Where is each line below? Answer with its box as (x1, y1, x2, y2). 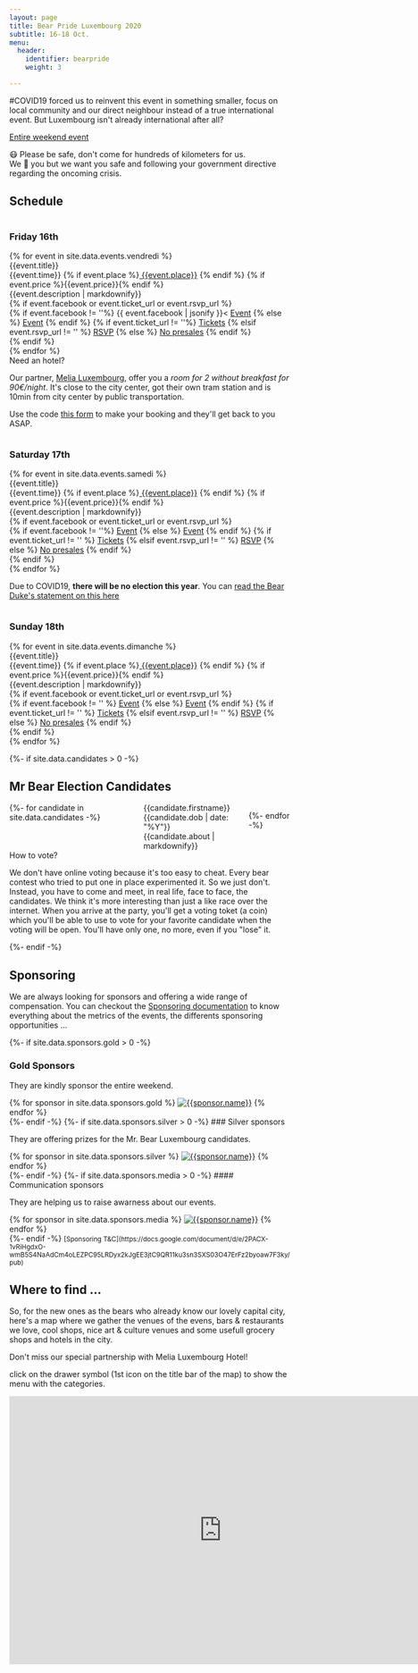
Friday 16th (9, 230, 59, 242)
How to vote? (9, 850, 58, 861)
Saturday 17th (9, 448, 71, 460)
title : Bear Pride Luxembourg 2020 (9, 21, 142, 30)
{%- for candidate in (9, 803, 85, 813)
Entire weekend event (9, 131, 89, 142)
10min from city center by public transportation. (9, 391, 185, 402)
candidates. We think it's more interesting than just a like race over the (9, 895, 268, 907)
